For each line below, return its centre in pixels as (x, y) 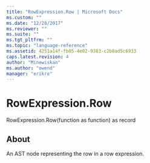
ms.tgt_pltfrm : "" (29, 40)
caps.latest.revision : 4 (37, 57)
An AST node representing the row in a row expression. (75, 154)
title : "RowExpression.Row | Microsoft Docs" (64, 12)
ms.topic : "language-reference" (47, 46)
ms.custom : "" (24, 18)
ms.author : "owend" (31, 68)
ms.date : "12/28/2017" (35, 23)
